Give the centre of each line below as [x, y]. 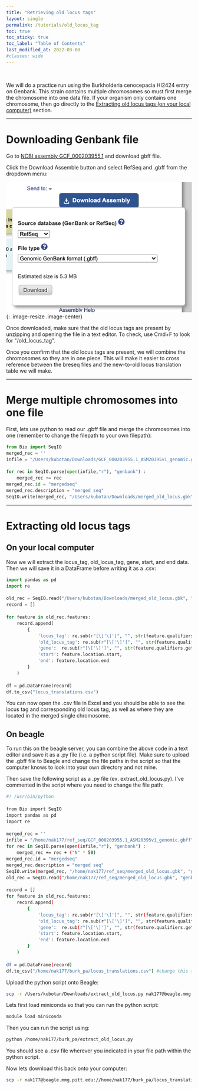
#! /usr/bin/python [30, 797]
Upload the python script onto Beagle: [52, 982]
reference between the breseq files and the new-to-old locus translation [94, 364]
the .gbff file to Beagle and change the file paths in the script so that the [93, 761]
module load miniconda [34, 1017]
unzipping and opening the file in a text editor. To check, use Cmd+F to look [98, 334]
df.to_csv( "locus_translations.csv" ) [52, 692]
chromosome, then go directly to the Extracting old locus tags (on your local [98, 104]
